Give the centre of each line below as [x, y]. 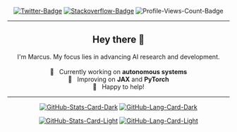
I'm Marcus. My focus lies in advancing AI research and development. [119, 56]
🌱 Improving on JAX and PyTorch [119, 79]
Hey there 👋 [119, 40]
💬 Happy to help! [119, 86]
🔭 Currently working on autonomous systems [119, 71]
